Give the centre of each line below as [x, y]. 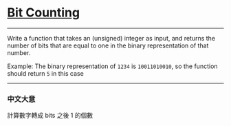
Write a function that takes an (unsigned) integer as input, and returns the [111, 38]
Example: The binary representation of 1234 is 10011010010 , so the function [112, 66]
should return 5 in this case [45, 73]
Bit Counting [44, 13]
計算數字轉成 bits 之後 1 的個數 [50, 116]
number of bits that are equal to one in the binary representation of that [108, 45]
